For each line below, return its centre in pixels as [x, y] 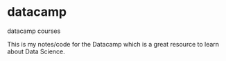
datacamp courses [34, 31]
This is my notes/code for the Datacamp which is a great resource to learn [113, 44]
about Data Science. [36, 51]
